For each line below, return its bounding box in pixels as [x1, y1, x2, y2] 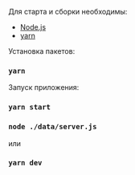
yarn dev [8, 158, 43, 168]
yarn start [8, 103, 51, 112]
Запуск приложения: [8, 83, 80, 92]
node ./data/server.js [8, 122, 97, 132]
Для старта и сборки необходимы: [8, 7, 128, 16]
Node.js [19, 22, 47, 31]
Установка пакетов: [8, 47, 76, 55]
